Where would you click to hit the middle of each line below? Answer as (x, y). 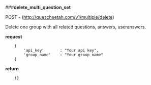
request (14, 37)
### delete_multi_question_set (38, 7)
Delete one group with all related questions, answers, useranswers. (76, 27)
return (12, 69)
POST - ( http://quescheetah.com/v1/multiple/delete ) (60, 17)
